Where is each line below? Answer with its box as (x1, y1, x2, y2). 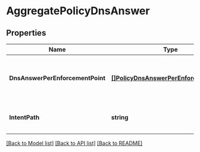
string (111, 113, 129, 121)
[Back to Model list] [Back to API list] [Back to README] (6, 140, 143, 147)
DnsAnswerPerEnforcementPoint (9, 74, 106, 82)
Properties (6, 28, 46, 38)
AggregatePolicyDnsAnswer (6, 4, 150, 18)
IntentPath (9, 113, 40, 121)
